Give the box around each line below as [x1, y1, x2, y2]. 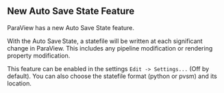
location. [7, 79, 32, 88]
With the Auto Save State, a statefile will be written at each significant [7, 37, 203, 45]
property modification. [7, 51, 71, 59]
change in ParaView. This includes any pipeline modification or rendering [7, 44, 213, 52]
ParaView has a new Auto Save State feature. [7, 23, 135, 31]
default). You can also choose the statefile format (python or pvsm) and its [7, 72, 217, 80]
